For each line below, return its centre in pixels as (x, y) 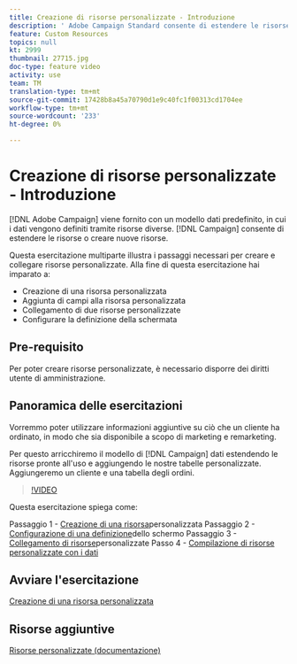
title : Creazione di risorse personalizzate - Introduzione (122, 17)
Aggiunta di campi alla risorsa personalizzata (104, 300)
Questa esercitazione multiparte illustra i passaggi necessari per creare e (142, 255)
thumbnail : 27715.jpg (49, 58)
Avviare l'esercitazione (74, 579)
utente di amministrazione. (57, 378)
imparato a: (30, 274)
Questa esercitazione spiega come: (74, 506)
